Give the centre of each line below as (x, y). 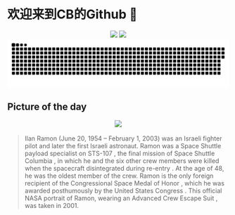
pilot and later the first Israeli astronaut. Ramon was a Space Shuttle (123, 145)
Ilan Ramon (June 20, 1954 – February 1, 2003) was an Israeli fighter (123, 138)
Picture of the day (47, 107)
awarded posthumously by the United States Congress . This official (123, 190)
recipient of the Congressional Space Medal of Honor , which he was (125, 183)
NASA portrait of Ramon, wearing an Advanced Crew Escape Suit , (121, 198)
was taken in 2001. (52, 205)
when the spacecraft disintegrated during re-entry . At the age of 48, (124, 168)
